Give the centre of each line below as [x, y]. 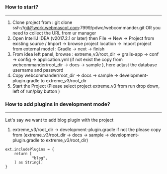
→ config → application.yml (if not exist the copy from [67, 60]
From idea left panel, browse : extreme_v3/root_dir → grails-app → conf [85, 54]
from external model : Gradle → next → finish [58, 49]
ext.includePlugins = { [30, 149]
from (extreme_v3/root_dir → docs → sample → [61, 135]
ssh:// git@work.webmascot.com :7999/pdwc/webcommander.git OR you [86, 28]
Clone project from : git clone [42, 22]
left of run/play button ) [36, 91]
